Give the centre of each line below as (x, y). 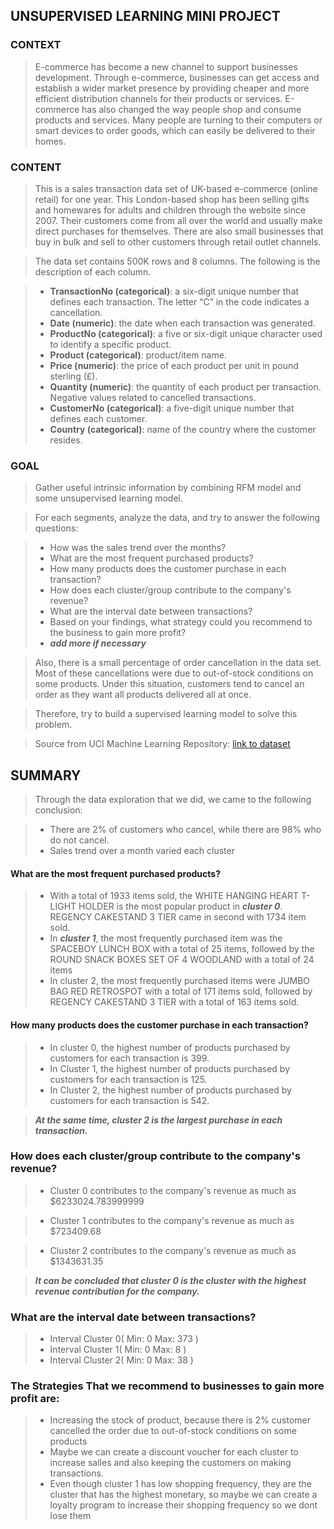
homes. (50, 141)
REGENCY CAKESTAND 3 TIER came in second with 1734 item (178, 917)
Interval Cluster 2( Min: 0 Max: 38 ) (121, 1360)
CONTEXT (36, 45)
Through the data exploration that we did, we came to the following (173, 800)
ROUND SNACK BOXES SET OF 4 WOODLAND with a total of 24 (182, 960)
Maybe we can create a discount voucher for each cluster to (174, 1452)
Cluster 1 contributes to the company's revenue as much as (172, 1220)
